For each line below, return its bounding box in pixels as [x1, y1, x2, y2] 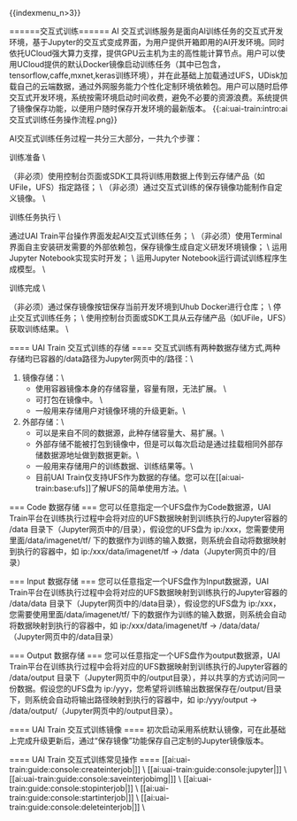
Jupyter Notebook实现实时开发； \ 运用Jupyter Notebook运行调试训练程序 [9, 252, 280, 263]
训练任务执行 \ [9, 212, 61, 222]
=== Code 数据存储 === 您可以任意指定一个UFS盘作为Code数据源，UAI [9, 502, 271, 512]
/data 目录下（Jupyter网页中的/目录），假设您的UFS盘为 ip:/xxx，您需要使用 [9, 524, 286, 534]
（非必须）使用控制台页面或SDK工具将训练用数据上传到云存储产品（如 [9, 171, 265, 181]
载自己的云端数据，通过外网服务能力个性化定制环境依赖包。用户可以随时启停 [9, 81, 288, 91]
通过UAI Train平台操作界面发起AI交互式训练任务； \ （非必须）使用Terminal [9, 230, 283, 241]
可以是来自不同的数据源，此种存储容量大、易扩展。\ [34, 428, 225, 438]
